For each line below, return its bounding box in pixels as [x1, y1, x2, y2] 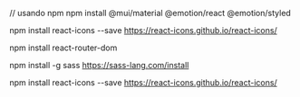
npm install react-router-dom [9, 42, 118, 53]
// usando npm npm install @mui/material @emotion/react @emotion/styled [9, 8, 292, 18]
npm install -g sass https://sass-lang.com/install [9, 60, 189, 70]
